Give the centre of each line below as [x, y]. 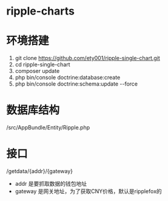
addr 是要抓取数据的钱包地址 [51, 184]
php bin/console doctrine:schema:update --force [76, 84]
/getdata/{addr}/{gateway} [40, 171]
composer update [37, 71]
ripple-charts [40, 11]
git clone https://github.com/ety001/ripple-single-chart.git [88, 58]
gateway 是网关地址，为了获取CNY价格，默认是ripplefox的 [88, 191]
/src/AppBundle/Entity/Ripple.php [48, 128]
